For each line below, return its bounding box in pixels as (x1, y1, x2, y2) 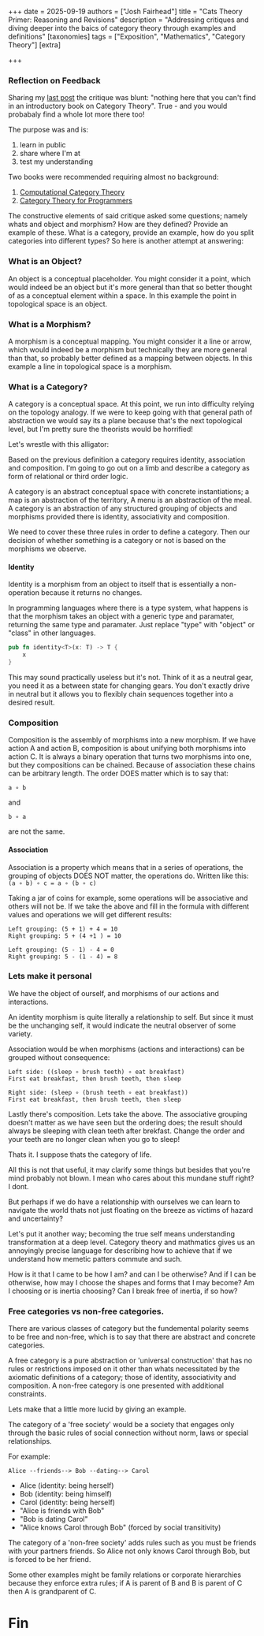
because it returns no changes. (40, 588, 143, 597)
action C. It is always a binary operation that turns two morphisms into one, (8, 752, 252, 761)
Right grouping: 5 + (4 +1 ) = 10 (8, 931, 122, 940)
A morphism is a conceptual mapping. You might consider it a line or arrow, (8, 336, 252, 346)
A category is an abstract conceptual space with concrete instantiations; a (8, 487, 250, 496)
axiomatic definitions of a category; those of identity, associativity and (8, 1373, 236, 1382)
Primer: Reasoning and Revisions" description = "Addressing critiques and (8, 15, 249, 24)
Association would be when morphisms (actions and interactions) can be (8, 1044, 245, 1054)
